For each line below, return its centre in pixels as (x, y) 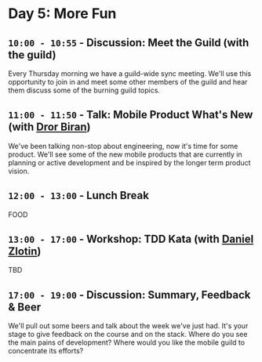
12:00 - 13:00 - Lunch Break (78, 195)
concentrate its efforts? (46, 351)
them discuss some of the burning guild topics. (84, 90)
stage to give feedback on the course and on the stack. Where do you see (128, 335)
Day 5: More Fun (62, 14)
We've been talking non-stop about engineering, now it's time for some (123, 146)
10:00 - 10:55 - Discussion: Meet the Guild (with (129, 43)
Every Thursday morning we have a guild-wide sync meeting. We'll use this (130, 74)
